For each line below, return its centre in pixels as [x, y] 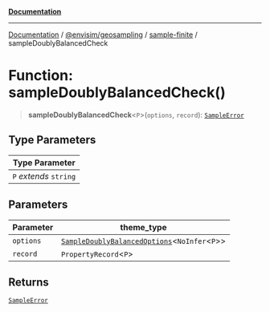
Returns [29, 282]
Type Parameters [52, 140]
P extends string [44, 176]
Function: [41, 76]
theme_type [143, 227]
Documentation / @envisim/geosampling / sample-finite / [103, 34]
